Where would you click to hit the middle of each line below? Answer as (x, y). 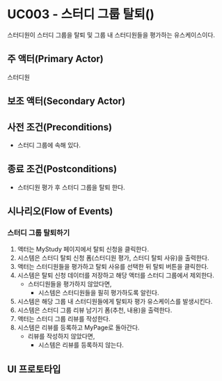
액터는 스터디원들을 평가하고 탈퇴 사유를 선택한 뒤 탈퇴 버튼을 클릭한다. (113, 267)
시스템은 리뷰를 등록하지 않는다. (81, 345)
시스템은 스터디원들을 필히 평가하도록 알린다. (98, 293)
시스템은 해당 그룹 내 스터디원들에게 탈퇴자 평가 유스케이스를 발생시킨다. (115, 302)
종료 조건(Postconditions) (62, 169)
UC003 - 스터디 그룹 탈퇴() (81, 14)
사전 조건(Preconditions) (60, 127)
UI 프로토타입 (34, 369)
